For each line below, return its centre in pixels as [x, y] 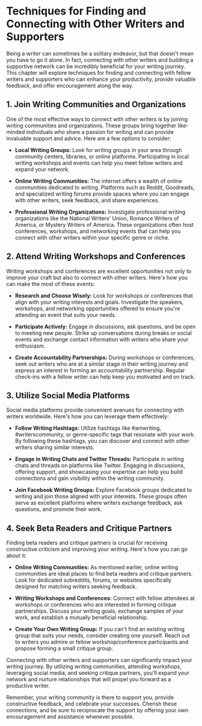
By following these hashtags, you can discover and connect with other [102, 441]
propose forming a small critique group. [64, 648]
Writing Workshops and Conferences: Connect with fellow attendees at [105, 598]
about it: [17, 556]
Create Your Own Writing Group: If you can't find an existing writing [100, 629]
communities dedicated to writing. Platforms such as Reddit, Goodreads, [105, 187]
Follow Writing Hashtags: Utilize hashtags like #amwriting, [88, 428]
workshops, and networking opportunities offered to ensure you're [97, 308]
